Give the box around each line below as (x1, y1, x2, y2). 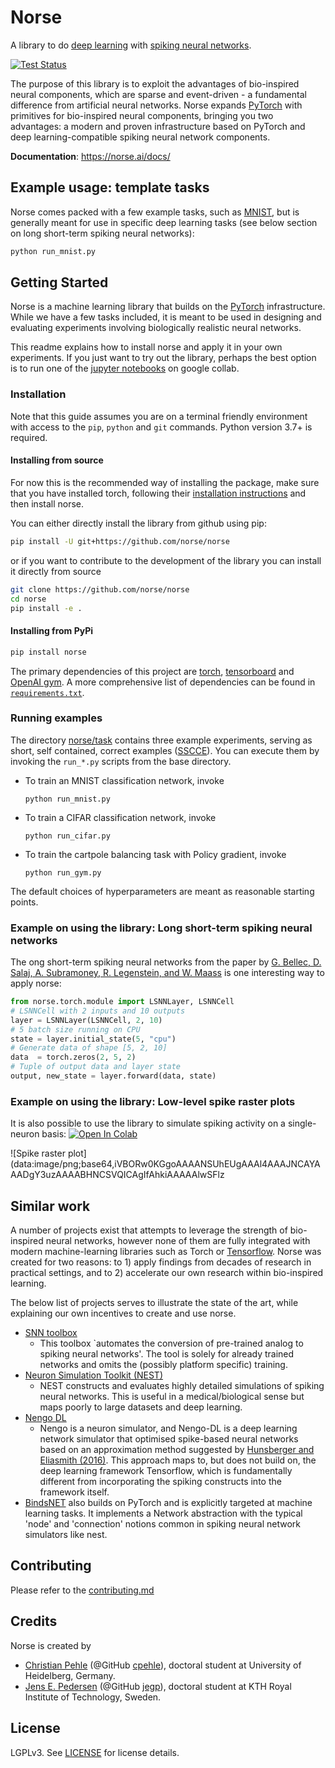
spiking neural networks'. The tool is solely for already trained (39, 1348, 295, 1360)
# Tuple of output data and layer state (10, 1062, 182, 1072)
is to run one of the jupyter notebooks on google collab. (10, 362, 240, 375)
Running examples (10, 711, 103, 725)
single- (287, 1117, 317, 1130)
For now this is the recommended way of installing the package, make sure (10, 476, 320, 488)
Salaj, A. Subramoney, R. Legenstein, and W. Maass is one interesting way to (10, 967, 325, 979)
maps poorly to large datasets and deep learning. (39, 1401, 243, 1413)
